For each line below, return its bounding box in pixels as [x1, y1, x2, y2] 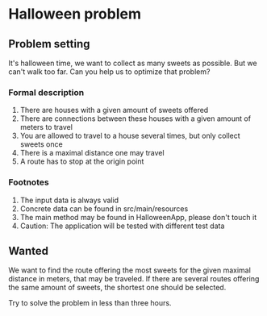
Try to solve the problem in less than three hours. [8, 298, 172, 308]
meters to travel [19, 123, 73, 132]
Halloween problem [8, 5, 141, 23]
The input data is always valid [19, 195, 119, 205]
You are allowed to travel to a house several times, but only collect [19, 131, 240, 141]
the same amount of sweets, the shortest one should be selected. [8, 283, 227, 293]
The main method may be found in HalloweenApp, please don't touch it [19, 212, 257, 222]
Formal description [8, 86, 85, 98]
